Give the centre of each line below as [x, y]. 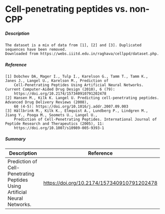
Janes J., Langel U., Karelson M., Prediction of [57, 81]
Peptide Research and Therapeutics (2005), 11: [55, 124]
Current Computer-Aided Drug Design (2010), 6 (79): [60, 89]
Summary [15, 139]
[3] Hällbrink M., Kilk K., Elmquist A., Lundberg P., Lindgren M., [77, 111]
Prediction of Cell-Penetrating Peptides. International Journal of [85, 120]
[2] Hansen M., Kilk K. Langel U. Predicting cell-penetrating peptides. [82, 98]
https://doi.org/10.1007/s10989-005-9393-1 [59, 128]
